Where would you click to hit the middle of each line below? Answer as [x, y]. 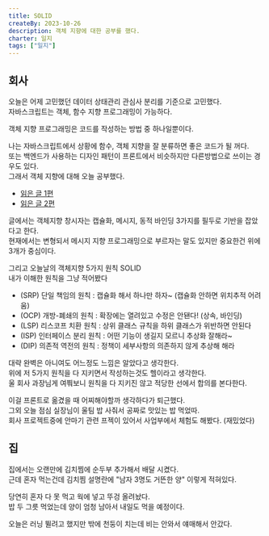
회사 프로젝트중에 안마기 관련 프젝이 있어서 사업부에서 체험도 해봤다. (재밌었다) [132, 420]
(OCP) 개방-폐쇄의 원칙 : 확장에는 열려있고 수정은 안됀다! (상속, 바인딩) [131, 315]
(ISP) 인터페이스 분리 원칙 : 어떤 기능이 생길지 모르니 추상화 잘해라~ [126, 335]
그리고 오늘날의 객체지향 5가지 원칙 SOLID [75, 268]
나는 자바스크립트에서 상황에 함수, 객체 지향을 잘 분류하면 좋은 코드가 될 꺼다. [129, 145]
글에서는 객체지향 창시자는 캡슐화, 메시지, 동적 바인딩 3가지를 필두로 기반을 [126, 220]
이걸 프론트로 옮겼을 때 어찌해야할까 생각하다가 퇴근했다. [97, 400]
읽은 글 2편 [37, 203]
